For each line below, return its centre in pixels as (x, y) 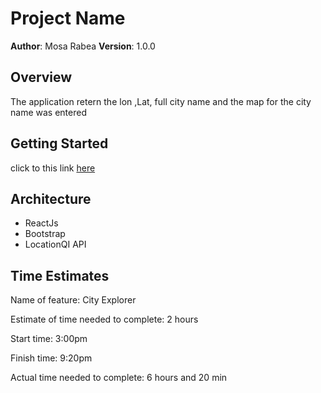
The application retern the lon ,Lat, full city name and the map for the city (161, 101)
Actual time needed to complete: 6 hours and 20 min (119, 378)
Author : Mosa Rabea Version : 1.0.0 (83, 46)
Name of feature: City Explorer (73, 300)
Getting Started (59, 143)
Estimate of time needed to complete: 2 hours (104, 319)
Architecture (51, 198)
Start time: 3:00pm (49, 339)
